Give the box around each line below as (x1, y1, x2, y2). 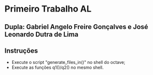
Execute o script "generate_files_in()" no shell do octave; (11, 60, 126, 65)
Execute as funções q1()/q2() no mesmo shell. (11, 64, 104, 71)
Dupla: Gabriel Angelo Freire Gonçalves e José (4, 23, 149, 31)
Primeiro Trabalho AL (4, 3, 92, 15)
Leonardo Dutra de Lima (4, 30, 79, 38)
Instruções (4, 46, 38, 55)
